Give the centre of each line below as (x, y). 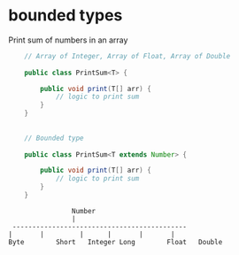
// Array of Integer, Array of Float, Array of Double (127, 56)
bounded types (66, 15)
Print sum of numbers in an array (68, 40)
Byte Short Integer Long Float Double (116, 242)
